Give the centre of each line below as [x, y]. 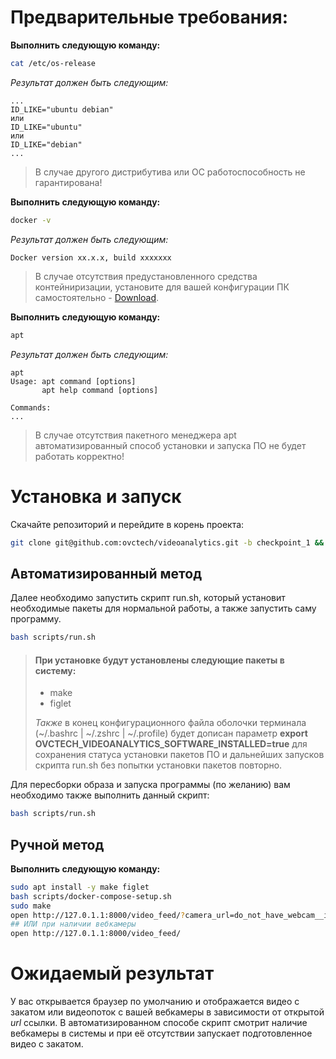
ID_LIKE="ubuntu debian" [62, 109]
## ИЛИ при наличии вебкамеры [73, 924]
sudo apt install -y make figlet [80, 887]
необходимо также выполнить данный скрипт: [110, 795]
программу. [36, 619]
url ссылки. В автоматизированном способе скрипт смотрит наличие [159, 1023]
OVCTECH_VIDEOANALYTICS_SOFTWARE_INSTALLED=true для [171, 744]
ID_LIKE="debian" [46, 144]
